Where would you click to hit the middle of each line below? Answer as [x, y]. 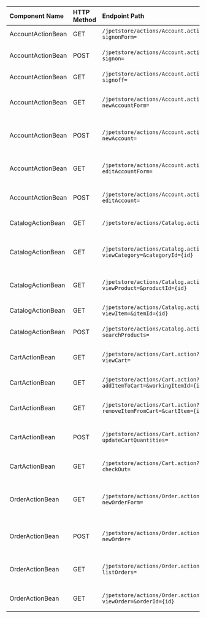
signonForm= [120, 37]
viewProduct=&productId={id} [144, 288]
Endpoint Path [123, 16]
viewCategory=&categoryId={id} [148, 255]
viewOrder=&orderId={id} [138, 601]
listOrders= [120, 572]
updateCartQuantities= [135, 440]
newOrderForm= [123, 502]
